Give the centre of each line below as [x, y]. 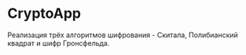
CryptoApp [44, 14]
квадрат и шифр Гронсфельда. [59, 43]
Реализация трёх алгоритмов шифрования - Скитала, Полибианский [123, 35]
